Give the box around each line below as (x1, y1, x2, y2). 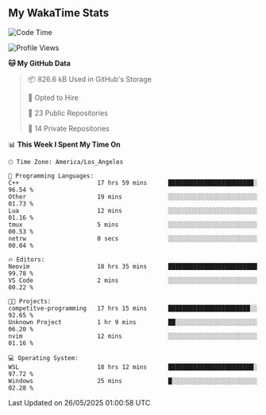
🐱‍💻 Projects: (8, 297, 52, 305)
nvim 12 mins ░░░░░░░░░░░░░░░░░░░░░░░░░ (8, 332, 258, 340)
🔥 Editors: (8, 255, 45, 264)
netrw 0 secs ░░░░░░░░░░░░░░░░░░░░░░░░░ (8, 234, 258, 242)
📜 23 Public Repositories (27, 108, 109, 118)
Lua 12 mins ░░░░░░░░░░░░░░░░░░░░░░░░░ (8, 206, 258, 214)
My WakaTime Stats (8, 6, 110, 20)
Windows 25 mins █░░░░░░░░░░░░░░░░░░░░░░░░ (8, 377, 258, 385)
